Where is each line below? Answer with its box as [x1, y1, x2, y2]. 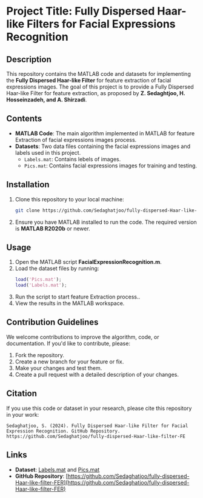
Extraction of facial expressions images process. [15, 136, 137, 143]
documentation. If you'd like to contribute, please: [6, 340, 130, 347]
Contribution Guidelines [6, 317, 99, 328]
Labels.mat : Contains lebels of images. [24, 155, 121, 163]
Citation [6, 388, 38, 399]
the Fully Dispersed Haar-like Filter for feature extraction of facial [6, 77, 171, 84]
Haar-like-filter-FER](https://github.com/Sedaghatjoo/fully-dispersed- [15, 479, 190, 486]
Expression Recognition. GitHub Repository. [6, 428, 121, 434]
